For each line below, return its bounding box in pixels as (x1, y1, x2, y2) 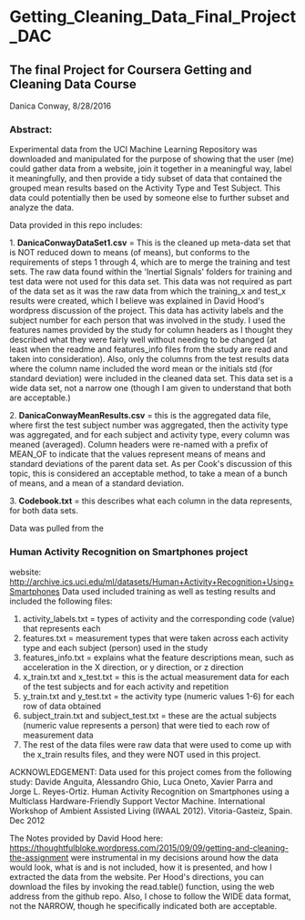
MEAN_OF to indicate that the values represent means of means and (9, 449, 266, 460)
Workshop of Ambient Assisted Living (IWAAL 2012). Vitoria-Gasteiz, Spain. (9, 805, 293, 816)
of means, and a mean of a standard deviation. (9, 478, 185, 489)
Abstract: (9, 123, 53, 136)
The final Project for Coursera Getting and (9, 62, 252, 78)
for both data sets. (9, 505, 79, 516)
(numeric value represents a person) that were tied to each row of (22, 719, 270, 730)
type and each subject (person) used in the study (22, 642, 208, 653)
